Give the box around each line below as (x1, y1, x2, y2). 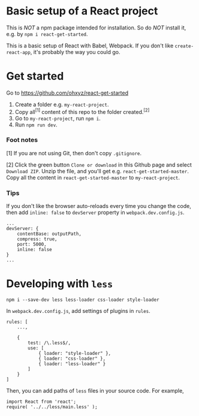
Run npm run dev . (14, 121, 58, 128)
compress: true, (17, 236, 58, 242)
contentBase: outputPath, (17, 231, 82, 237)
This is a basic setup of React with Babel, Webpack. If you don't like (6, 42, 174, 49)
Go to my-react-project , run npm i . (14, 114, 101, 122)
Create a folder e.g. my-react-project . (14, 101, 109, 108)
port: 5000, (17, 242, 47, 248)
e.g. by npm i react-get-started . (6, 30, 88, 37)
